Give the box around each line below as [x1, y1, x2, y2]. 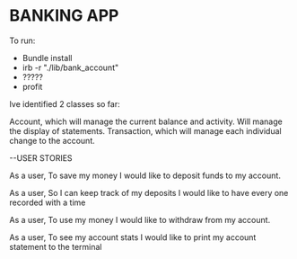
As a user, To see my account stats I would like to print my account [9, 231, 257, 243]
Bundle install [22, 52, 73, 63]
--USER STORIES [9, 152, 74, 163]
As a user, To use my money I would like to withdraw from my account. [9, 214, 271, 225]
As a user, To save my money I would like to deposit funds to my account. [9, 170, 281, 181]
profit [22, 81, 43, 92]
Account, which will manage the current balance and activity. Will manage [9, 116, 283, 127]
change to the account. [9, 135, 96, 146]
